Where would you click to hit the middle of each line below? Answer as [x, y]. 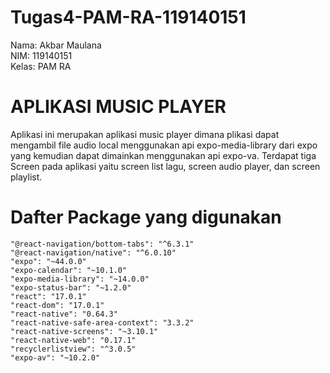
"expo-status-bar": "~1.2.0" [71, 287]
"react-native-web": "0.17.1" [73, 340]
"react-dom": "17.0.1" [57, 305]
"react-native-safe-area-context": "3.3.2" [102, 322]
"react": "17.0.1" [48, 296]
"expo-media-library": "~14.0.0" [80, 279]
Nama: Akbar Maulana [56, 45]
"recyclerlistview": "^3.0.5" [73, 349]
